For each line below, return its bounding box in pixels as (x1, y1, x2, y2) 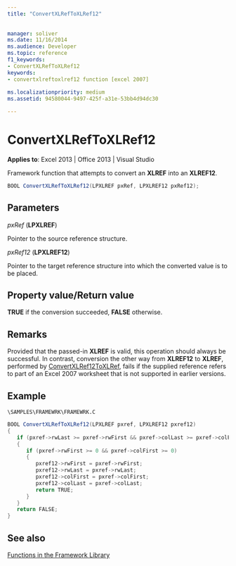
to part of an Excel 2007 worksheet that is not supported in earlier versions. (7, 370, 226, 378)
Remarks (7, 328, 48, 340)
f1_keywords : (7, 56, 46, 63)
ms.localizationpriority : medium (7, 89, 105, 96)
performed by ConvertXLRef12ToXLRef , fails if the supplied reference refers (7, 362, 227, 370)
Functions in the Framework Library (7, 551, 110, 559)
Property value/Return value (7, 289, 135, 301)
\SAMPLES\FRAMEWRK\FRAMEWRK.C (7, 409, 96, 416)
